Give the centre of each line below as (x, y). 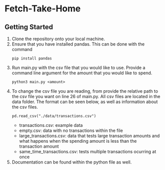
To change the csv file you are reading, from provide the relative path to (85, 91)
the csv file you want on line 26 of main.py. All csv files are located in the (86, 96)
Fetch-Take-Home (43, 9)
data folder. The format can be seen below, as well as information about (85, 102)
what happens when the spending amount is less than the (78, 141)
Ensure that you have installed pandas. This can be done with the (78, 44)
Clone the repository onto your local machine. (58, 39)
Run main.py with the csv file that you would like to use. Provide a (79, 68)
